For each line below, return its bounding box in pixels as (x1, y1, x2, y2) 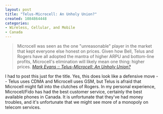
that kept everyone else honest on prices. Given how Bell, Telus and (17, 48, 154, 54)
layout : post (5, 7, 32, 12)
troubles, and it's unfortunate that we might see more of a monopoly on (5, 99, 149, 105)
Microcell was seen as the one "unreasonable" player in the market (17, 43, 152, 49)
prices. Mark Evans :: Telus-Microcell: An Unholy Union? (17, 64, 131, 70)
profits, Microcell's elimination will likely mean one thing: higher (17, 59, 145, 64)
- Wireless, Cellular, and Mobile (5, 25, 76, 30)
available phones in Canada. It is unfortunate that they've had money (5, 94, 143, 100)
